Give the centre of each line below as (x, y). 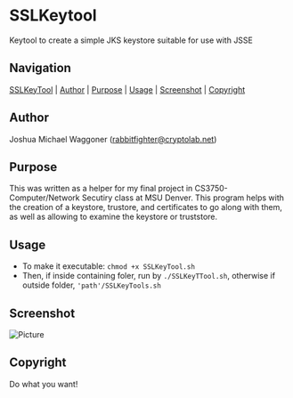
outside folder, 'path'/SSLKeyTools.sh (92, 285)
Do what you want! (44, 384)
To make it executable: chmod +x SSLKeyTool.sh (109, 266)
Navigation (40, 68)
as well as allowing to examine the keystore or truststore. (114, 217)
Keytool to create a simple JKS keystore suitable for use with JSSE (131, 40)
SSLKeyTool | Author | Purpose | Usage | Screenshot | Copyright (127, 89)
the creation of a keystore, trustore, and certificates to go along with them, (146, 207)
